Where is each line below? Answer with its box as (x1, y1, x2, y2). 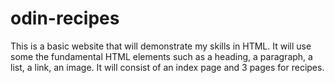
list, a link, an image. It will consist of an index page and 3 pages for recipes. (10, 61, 325, 73)
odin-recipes (10, 7, 120, 30)
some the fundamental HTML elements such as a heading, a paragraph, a (10, 50, 313, 62)
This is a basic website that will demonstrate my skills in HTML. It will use (10, 40, 312, 52)
